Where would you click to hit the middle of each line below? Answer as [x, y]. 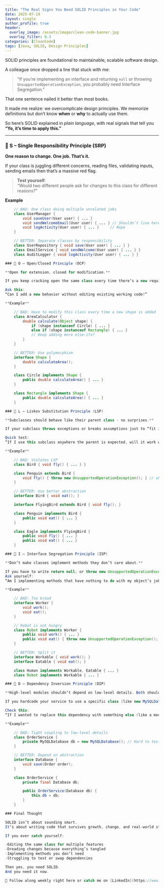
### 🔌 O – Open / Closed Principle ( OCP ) [46, 263]
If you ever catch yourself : [35, 836]
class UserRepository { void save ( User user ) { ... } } [72, 245]
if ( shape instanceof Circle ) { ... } [71, 326]
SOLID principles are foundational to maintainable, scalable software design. [82, 60]
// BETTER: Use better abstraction [50, 491]
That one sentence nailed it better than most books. [57, 99]
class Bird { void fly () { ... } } [50, 464]
